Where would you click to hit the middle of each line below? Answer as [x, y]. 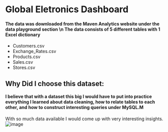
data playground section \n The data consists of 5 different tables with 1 [83, 29]
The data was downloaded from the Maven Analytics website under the [82, 23]
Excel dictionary [23, 35]
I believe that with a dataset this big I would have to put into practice [79, 97]
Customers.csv [29, 46]
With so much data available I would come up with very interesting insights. [84, 119]
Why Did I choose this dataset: [55, 83]
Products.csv [26, 57]
